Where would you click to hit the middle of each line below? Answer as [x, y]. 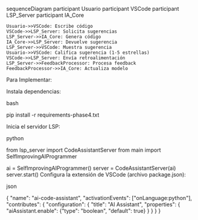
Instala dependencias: [34, 91]
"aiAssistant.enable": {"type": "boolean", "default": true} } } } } [84, 211]
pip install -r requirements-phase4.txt [53, 115]
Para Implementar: [29, 80]
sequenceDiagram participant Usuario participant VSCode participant [93, 9]
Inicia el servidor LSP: [33, 127]
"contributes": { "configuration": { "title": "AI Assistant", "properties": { [93, 204]
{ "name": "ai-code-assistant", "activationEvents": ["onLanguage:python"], [99, 198]
